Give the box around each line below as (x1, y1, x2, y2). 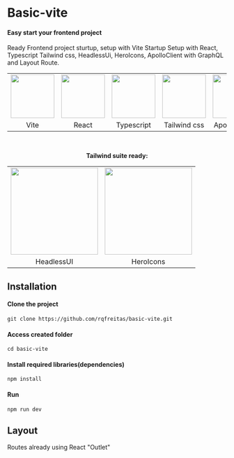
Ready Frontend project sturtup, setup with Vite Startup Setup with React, (7, 44, 218, 52)
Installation (7, 281, 57, 292)
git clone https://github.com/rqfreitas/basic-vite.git (7, 315, 173, 322)
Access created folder (7, 330, 73, 338)
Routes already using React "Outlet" (7, 443, 111, 452)
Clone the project (7, 300, 58, 308)
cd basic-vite (7, 346, 49, 353)
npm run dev (7, 406, 42, 413)
